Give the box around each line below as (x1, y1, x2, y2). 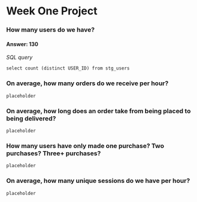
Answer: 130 (6, 40, 39, 47)
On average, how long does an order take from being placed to (6, 107, 191, 115)
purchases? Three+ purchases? (6, 149, 101, 157)
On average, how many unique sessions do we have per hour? (6, 177, 190, 185)
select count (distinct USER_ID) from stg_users (6, 65, 130, 71)
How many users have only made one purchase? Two (6, 141, 165, 150)
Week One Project (6, 4, 98, 18)
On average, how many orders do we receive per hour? (6, 79, 169, 88)
